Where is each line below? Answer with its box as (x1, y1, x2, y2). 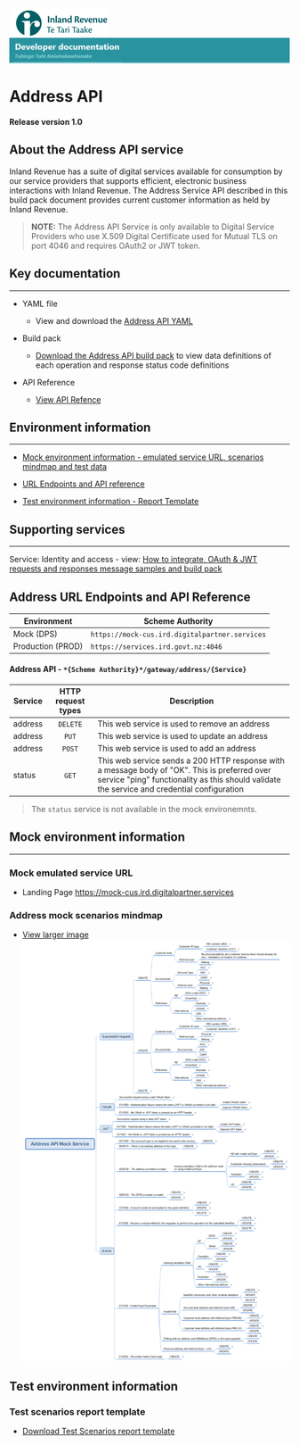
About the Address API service (9, 142, 184, 158)
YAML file (21, 298, 58, 309)
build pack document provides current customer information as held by (9, 195, 271, 205)
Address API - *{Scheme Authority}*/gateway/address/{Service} (9, 664, 247, 675)
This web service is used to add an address (97, 743, 256, 754)
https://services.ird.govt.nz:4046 (90, 643, 222, 652)
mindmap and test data (21, 461, 108, 472)
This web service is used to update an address (97, 730, 269, 741)
